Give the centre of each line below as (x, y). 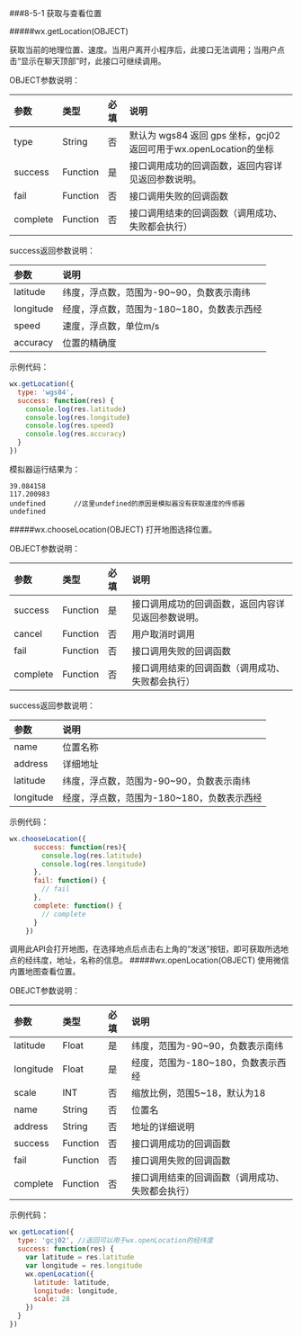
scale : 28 (51, 1299)
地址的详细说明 (163, 1127)
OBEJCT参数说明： (45, 991)
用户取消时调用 (163, 634)
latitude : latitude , (71, 1282)
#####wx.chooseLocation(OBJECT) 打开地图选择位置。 (113, 529)
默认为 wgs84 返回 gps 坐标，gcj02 (205, 135)
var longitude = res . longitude (84, 1265)
